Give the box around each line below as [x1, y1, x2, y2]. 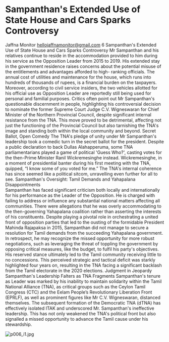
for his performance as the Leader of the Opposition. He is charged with [5, 192, 155, 198]
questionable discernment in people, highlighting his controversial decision [5, 101, 161, 107]
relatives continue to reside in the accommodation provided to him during [5, 52, 158, 59]
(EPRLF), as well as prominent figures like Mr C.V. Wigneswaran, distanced [5, 294, 160, 301]
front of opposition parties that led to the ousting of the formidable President [5, 219, 164, 225]
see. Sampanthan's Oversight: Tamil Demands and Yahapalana [5, 176, 136, 182]
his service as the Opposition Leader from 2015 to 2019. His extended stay [5, 58, 160, 64]
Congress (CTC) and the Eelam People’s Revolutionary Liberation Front [5, 289, 152, 295]
